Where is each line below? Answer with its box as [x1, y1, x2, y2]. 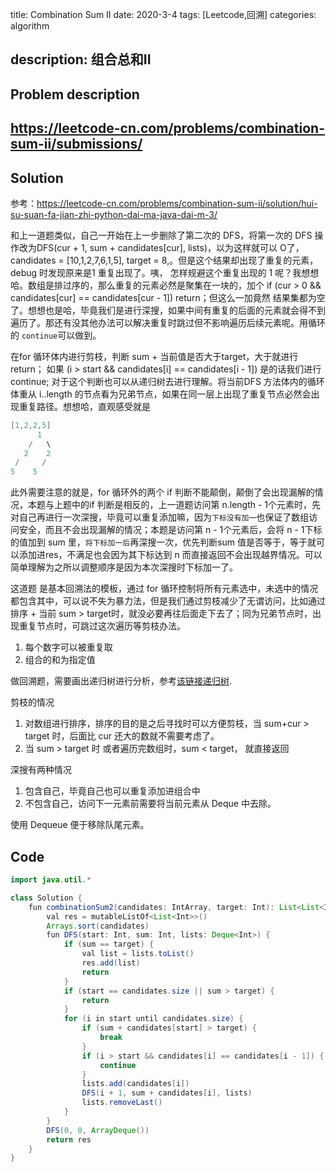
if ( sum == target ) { [63, 939, 155, 950]
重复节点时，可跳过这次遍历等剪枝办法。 [18, 620, 186, 632]
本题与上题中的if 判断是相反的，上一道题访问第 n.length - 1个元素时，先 [27, 499, 322, 511]
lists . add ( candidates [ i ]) [81, 1079, 190, 1089]
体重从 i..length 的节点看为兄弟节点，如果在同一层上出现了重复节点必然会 [10, 388, 312, 400]
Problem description [10, 86, 140, 103]
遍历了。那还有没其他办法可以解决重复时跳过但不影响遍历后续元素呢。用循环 [10, 316, 326, 328]
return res [46, 1134, 92, 1145]
